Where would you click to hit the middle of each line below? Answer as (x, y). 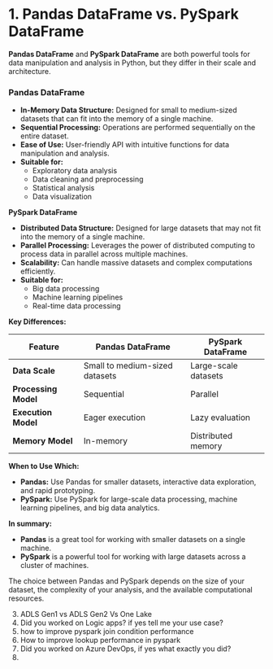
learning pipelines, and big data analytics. (90, 508)
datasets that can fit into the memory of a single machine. (117, 119)
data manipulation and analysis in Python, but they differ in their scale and (132, 63)
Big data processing (66, 289)
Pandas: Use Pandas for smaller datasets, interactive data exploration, (138, 482)
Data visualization (62, 197)
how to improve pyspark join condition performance (107, 632)
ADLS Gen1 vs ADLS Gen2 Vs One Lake (86, 614)
